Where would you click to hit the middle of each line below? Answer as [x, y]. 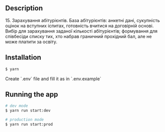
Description [24, 8]
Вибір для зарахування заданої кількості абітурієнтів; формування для [81, 31]
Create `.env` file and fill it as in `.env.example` [53, 79]
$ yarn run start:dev [28, 111]
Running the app [32, 94]
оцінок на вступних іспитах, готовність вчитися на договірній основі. [79, 26]
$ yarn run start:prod [29, 124]
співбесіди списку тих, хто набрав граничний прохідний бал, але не [79, 36]
